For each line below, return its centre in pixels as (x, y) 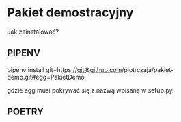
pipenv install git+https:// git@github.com (65, 69)
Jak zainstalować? (33, 32)
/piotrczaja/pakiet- (148, 69)
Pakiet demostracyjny (70, 13)
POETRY (26, 112)
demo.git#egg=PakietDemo (46, 77)
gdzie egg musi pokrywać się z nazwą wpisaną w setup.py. (90, 90)
